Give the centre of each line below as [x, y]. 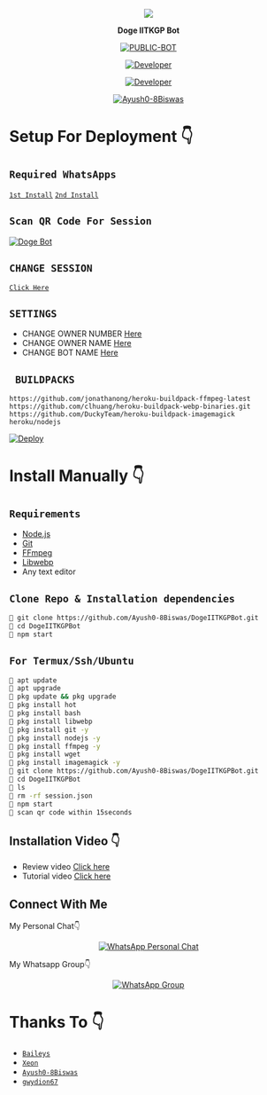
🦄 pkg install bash [45, 713]
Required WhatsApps [63, 174]
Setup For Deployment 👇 [101, 137]
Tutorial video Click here [66, 876]
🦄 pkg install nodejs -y [55, 738]
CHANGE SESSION [51, 268]
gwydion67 [40, 1082]
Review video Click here [66, 867]
